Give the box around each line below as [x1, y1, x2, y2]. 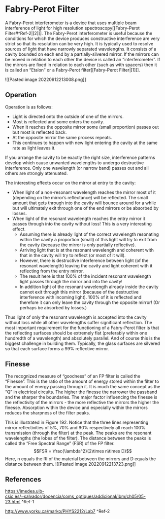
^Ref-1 [21, 499, 34, 505]
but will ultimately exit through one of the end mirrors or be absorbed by [12, 205, 159, 211]
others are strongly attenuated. [5, 170, 68, 176]
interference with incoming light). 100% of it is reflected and [19, 294, 142, 300]
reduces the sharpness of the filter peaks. [5, 409, 90, 415]
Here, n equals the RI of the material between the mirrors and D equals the [5, 455, 156, 462]
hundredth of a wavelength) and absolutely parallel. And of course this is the [5, 335, 161, 341]
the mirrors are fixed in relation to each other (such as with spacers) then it [5, 62, 157, 68]
